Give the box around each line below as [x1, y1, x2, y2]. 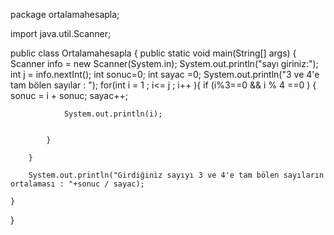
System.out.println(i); [63, 109, 163, 119]
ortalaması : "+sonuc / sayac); [10, 179, 145, 189]
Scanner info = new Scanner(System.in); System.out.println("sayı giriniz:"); [10, 58, 319, 69]
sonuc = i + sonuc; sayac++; [10, 90, 128, 101]
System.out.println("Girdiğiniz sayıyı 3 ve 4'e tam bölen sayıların [28, 170, 325, 180]
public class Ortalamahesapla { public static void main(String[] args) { [10, 47, 297, 59]
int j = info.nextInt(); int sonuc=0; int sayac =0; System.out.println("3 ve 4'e [10, 69, 320, 80]
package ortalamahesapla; [10, 9, 120, 20]
